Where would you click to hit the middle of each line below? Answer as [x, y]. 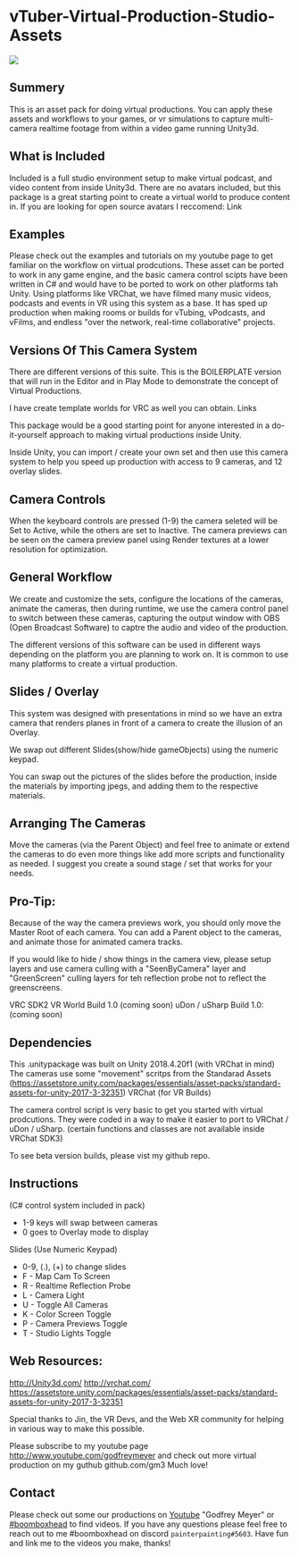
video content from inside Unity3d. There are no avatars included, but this [145, 187]
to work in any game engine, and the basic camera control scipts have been [149, 275]
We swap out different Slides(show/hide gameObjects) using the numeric [144, 749]
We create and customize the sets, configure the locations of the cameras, [146, 599]
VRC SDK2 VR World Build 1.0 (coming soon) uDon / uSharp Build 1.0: [137, 1005]
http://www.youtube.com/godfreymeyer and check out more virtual [133, 1455]
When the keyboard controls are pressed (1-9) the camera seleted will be [144, 521]
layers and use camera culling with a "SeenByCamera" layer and [128, 969]
